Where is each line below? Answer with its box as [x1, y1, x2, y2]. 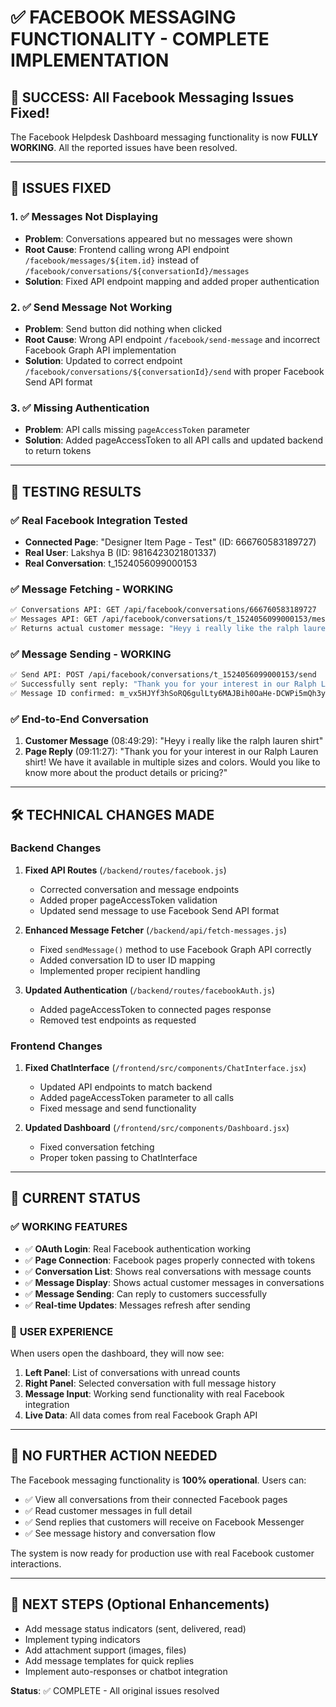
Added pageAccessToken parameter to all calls [39, 1092, 235, 1104]
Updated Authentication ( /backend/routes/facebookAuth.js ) [24, 984, 276, 996]
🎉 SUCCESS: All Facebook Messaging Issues [10, 89, 295, 106]
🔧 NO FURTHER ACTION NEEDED [10, 1447, 218, 1465]
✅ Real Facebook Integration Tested [10, 513, 188, 527]
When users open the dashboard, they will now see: [10, 1347, 225, 1360]
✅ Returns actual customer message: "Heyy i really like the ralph [10, 624, 300, 634]
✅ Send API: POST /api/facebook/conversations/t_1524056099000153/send [10, 670, 317, 680]
